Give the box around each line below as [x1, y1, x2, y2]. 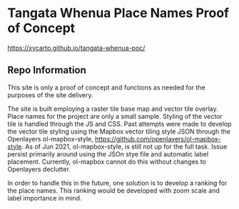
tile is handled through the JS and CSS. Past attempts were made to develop [7, 119, 232, 128]
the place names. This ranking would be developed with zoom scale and [7, 186, 220, 195]
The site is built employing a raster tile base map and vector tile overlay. [7, 104, 219, 113]
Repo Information [7, 64, 87, 76]
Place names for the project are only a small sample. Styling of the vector [7, 112, 223, 120]
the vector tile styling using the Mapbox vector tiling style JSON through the [7, 127, 230, 136]
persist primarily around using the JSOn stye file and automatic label [7, 149, 209, 158]
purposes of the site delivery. [7, 90, 94, 99]
